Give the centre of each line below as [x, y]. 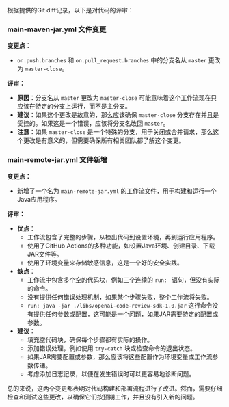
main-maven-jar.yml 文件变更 [57, 29]
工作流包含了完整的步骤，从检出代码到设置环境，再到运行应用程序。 [123, 237]
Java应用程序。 [39, 199]
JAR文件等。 [45, 254]
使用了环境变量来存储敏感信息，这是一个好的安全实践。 [105, 263]
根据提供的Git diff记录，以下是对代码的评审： [71, 10]
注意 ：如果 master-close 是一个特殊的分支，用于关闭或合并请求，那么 [115, 132]
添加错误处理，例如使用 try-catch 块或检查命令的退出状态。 [111, 348]
